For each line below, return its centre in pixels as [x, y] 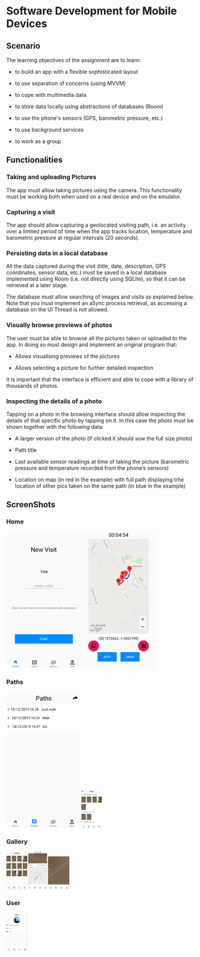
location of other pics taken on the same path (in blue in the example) [100, 486]
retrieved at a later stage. [37, 285]
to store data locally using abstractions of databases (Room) [89, 106]
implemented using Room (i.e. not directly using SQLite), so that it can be [96, 279]
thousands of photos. [32, 385]
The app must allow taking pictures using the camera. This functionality [94, 190]
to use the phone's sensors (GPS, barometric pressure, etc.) [89, 118]
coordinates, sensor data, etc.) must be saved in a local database [87, 273]
